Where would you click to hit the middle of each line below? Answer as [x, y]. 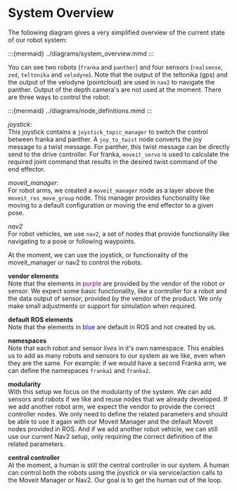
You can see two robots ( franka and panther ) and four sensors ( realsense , [116, 67]
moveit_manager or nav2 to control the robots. [75, 262]
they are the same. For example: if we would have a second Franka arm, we [117, 363]
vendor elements [33, 276]
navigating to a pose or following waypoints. [72, 241]
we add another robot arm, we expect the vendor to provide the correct [111, 407]
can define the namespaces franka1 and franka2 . [79, 370]
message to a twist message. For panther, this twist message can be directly [119, 146]
